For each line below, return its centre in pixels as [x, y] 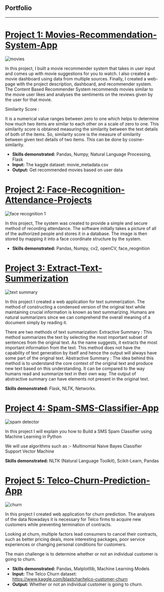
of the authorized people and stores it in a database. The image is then [76, 233]
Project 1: [24, 35]
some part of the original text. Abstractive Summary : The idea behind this [79, 358]
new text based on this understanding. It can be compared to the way [75, 368]
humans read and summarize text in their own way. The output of [71, 373]
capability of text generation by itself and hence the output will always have [81, 353]
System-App [31, 45]
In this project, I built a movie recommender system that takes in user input [80, 68]
